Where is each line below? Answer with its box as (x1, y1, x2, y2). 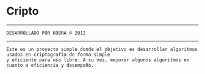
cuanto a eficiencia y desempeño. (6, 62, 95, 68)
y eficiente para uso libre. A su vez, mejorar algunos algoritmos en (6, 56, 190, 63)
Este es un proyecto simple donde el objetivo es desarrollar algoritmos (6, 46, 198, 52)
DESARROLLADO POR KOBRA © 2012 (6, 30, 86, 36)
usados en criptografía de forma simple (6, 52, 111, 58)
